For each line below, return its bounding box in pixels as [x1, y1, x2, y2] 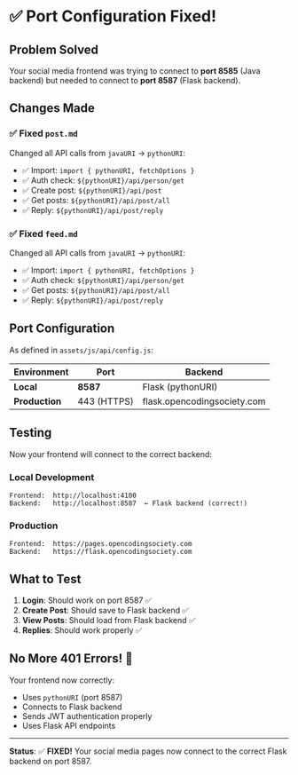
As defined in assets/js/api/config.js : [9, 344, 153, 355]
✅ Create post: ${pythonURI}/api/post [21, 185, 162, 195]
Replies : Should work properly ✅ [21, 625, 143, 636]
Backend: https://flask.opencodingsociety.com [9, 548, 192, 557]
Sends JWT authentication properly [21, 710, 153, 721]
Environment [13, 366, 69, 378]
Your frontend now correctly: [9, 675, 115, 685]
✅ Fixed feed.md [9, 227, 78, 240]
